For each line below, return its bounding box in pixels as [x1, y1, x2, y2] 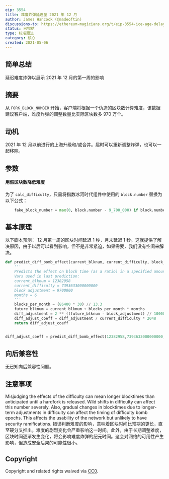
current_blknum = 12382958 [14, 278, 71, 284]
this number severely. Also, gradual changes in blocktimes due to [5, 404, 141, 410]
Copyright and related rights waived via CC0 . [5, 468, 99, 474]
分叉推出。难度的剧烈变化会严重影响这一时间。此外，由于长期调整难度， [14, 427, 164, 433]
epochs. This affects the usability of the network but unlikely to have [5, 415, 147, 421]
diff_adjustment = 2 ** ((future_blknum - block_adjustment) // [14, 311, 152, 316]
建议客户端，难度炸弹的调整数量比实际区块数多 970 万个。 [5, 111, 126, 117]
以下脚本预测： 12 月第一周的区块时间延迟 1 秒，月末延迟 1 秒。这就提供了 [5, 237, 157, 243]
